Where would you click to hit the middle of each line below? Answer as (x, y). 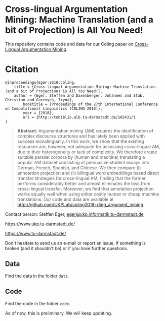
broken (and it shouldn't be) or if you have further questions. (67, 248)
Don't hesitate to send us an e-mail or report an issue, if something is (75, 243)
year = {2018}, (39, 113)
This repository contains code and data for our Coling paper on (69, 44)
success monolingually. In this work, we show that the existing (81, 141)
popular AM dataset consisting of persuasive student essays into (83, 162)
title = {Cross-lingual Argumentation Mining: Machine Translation (85, 87)
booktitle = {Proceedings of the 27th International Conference (90, 104)
